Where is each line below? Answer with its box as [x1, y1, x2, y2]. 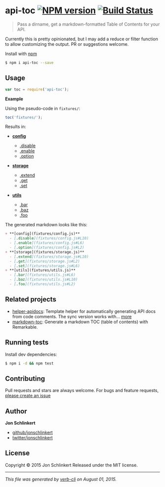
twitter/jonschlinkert [12, 435, 53, 440]
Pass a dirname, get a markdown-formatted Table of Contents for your [17, 21, 160, 27]
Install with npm [5, 51, 37, 57]
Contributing [5, 374, 45, 383]
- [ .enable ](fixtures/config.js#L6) [9, 241, 84, 245]
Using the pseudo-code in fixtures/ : [5, 105, 80, 111]
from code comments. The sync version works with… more [12, 313, 132, 319]
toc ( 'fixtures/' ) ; [5, 115, 43, 120]
